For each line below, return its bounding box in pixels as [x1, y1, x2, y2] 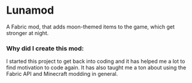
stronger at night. [6, 29, 49, 36]
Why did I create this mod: [6, 44, 84, 52]
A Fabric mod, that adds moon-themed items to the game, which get [6, 23, 175, 30]
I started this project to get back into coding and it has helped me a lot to [6, 58, 185, 65]
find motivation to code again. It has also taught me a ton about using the [6, 64, 187, 71]
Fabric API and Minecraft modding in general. [6, 71, 118, 78]
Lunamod [6, 4, 54, 17]
